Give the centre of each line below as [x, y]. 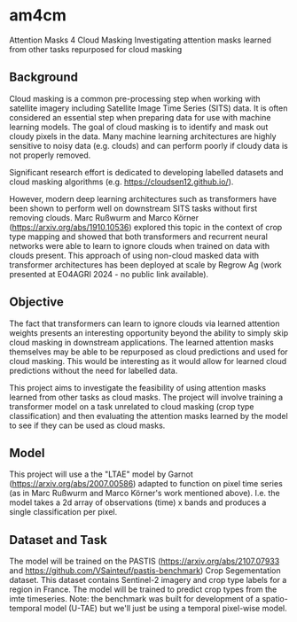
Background [43, 78]
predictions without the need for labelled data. [94, 370]
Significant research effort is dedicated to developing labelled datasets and [146, 172]
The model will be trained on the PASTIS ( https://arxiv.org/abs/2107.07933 [145, 561]
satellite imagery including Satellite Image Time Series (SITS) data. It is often [148, 108]
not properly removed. [50, 155]
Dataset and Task [59, 540]
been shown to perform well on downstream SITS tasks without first [133, 208]
